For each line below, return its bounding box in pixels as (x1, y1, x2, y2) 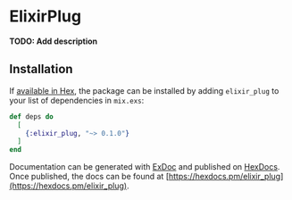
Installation (9, 62, 73, 77)
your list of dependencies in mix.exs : (9, 95, 145, 105)
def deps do (9, 112, 54, 121)
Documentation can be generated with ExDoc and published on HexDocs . (9, 162, 280, 172)
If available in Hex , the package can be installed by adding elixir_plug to (9, 85, 279, 96)
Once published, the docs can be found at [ (9, 171, 170, 182)
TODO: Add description (9, 36, 98, 46)
